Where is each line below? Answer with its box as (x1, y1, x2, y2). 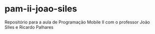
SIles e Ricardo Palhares (4, 24, 53, 30)
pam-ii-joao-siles (4, 3, 77, 14)
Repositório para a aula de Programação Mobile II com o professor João (4, 19, 150, 25)
